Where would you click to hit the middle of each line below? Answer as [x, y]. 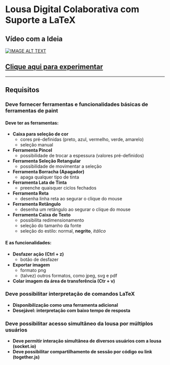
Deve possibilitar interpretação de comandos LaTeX [70, 294]
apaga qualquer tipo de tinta [50, 177]
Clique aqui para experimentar [54, 67]
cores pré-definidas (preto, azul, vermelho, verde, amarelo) [82, 139]
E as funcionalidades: [28, 242]
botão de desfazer [39, 259]
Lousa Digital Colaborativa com [72, 9]
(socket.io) [24, 346]
